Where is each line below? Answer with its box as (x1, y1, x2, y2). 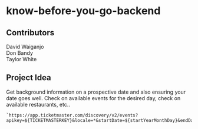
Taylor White (6, 56, 37, 62)
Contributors (6, 28, 55, 38)
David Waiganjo (6, 43, 44, 50)
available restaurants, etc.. (6, 101, 71, 108)
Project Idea (6, 72, 51, 83)
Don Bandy (6, 49, 34, 57)
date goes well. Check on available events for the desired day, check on (6, 94, 181, 101)
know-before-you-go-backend (6, 4, 161, 18)
